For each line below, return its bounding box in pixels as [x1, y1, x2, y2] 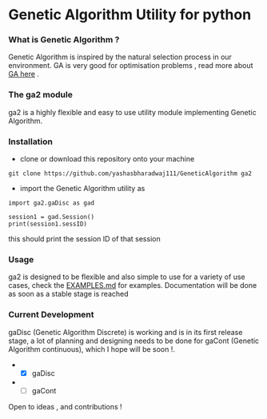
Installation [8, 136, 54, 147]
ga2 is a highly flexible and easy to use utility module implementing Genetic [8, 107, 257, 117]
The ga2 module [8, 90, 74, 101]
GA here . [8, 70, 40, 79]
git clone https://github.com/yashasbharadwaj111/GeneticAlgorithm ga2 [8, 170, 252, 178]
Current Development [8, 309, 94, 321]
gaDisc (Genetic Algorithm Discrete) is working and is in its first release [8, 327, 243, 337]
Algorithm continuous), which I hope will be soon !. [8, 344, 176, 353]
